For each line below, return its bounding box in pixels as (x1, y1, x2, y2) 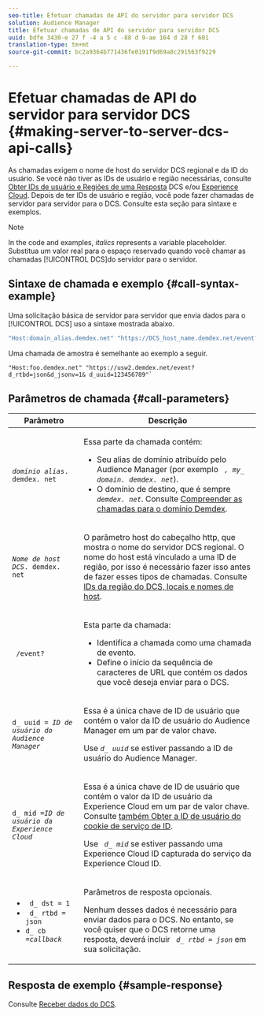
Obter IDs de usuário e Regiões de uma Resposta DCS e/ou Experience (8, 182, 239, 192)
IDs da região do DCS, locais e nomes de (83, 581, 234, 592)
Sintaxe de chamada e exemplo (8, 277, 164, 291)
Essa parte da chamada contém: (83, 437, 203, 448)
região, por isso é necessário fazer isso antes (83, 561, 251, 572)
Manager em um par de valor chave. (83, 725, 218, 736)
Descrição (148, 415, 188, 426)
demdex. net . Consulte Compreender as (97, 493, 243, 504)
